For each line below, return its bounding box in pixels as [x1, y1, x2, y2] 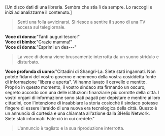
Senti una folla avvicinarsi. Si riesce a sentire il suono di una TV [17, 19, 146, 25]
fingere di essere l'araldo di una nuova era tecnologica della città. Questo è [5, 105, 158, 111]
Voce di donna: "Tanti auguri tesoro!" [5, 34, 80, 39]
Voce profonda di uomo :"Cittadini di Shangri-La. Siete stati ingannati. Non [5, 68, 156, 74]
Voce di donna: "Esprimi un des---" [5, 44, 77, 50]
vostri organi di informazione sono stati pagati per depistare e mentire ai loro [5, 95, 161, 101]
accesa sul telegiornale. [17, 24, 66, 30]
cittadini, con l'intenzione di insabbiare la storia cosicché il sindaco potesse [5, 100, 158, 105]
